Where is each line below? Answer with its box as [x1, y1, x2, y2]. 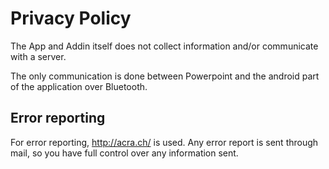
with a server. [10, 50, 67, 62]
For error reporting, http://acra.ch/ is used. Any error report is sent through [10, 136, 319, 148]
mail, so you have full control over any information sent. [10, 147, 239, 159]
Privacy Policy [10, 7, 132, 30]
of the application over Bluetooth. [10, 80, 148, 92]
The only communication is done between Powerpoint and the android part [10, 70, 320, 82]
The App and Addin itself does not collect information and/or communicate [10, 40, 319, 52]
